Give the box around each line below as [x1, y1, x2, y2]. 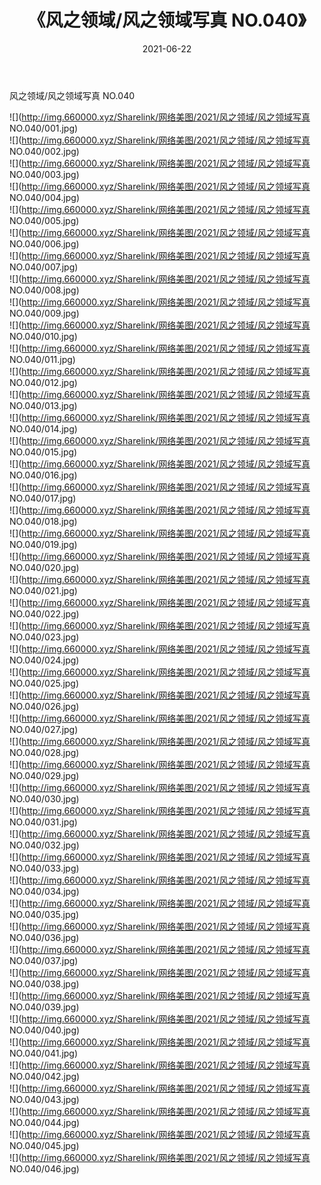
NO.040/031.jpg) [9, 816, 78, 828]
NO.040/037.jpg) [9, 954, 79, 966]
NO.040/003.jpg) [9, 168, 80, 180]
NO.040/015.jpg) [9, 446, 78, 458]
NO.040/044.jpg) [9, 1116, 81, 1128]
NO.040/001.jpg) [9, 122, 79, 134]
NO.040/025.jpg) [9, 677, 80, 689]
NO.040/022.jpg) [9, 607, 80, 620]
